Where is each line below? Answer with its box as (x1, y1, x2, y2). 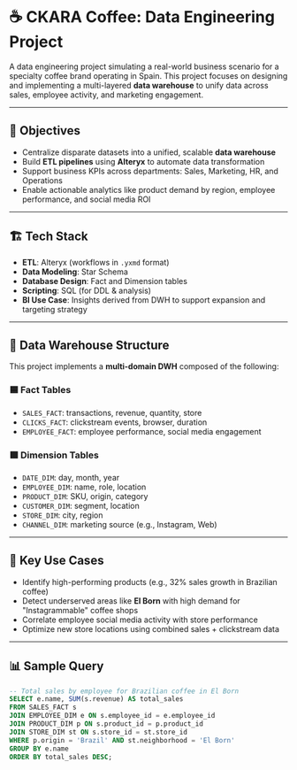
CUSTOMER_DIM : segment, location (21, 500, 140, 511)
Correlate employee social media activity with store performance (21, 614, 259, 625)
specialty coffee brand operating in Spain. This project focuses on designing (9, 70, 288, 81)
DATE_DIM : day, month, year (21, 472, 120, 482)
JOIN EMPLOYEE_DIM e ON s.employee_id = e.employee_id (9, 712, 216, 720)
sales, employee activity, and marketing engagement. (9, 89, 204, 100)
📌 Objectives (9, 123, 81, 138)
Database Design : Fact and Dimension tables (21, 275, 188, 286)
